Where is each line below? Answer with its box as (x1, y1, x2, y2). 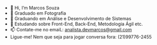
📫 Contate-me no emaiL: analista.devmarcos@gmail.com (10, 27, 132, 32)
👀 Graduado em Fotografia (10, 10, 66, 16)
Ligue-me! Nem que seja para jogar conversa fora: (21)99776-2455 (10, 34, 152, 40)
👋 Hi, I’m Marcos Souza (10, 5, 60, 11)
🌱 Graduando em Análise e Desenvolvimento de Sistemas (10, 16, 131, 21)
